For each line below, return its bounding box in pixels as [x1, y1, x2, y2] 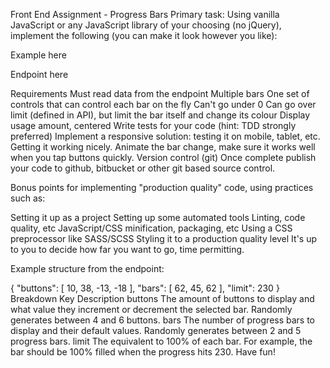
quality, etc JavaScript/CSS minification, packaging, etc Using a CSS [10, 222, 293, 234]
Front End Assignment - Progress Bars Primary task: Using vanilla [10, 9, 280, 20]
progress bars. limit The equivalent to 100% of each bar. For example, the [10, 335, 313, 347]
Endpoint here [10, 69, 69, 80]
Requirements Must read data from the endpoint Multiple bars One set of [10, 88, 310, 99]
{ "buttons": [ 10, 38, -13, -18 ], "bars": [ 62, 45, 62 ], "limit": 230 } [10, 282, 280, 294]
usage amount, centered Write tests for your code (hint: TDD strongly [10, 120, 297, 131]
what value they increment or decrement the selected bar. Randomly [10, 304, 293, 315]
